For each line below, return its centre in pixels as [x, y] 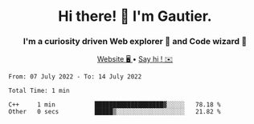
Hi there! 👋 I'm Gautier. [135, 16]
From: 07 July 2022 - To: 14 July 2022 [75, 77]
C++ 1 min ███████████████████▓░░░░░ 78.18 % [115, 105]
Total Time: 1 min [39, 91]
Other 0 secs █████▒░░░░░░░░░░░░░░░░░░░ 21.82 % [115, 112]
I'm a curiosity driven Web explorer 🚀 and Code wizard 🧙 [135, 42]
